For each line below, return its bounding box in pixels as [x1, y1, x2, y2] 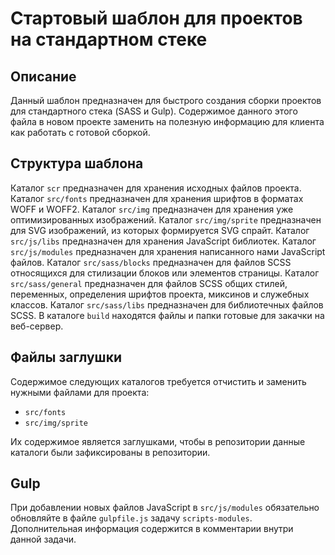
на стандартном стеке [10, 28, 208, 51]
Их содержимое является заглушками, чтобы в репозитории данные [10, 435, 306, 447]
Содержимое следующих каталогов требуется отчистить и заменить [10, 375, 307, 387]
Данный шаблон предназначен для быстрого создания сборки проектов [10, 95, 322, 106]
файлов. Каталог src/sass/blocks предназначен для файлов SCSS [10, 256, 292, 268]
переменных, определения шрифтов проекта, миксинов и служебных [10, 288, 310, 300]
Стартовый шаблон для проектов [10, 7, 303, 30]
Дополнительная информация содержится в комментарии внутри [10, 523, 294, 535]
